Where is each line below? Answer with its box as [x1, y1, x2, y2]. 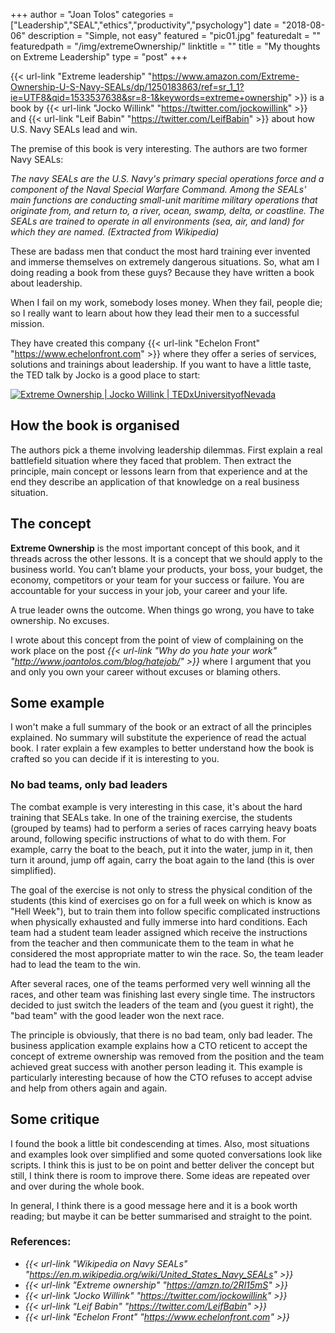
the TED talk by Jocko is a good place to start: [10, 369, 201, 381]
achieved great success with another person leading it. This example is [10, 1060, 303, 1073]
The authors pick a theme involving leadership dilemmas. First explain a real [10, 444, 323, 456]
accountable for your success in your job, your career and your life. [10, 584, 288, 596]
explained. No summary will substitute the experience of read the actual [10, 732, 307, 744]
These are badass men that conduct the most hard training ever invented [10, 245, 311, 257]
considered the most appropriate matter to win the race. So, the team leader [10, 947, 324, 959]
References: [10, 1235, 72, 1249]
